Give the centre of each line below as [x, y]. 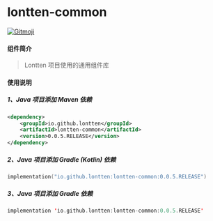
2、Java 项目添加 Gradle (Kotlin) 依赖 [62, 159]
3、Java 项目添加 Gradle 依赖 [50, 193]
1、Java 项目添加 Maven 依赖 [50, 100]
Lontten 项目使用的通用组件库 [66, 65]
